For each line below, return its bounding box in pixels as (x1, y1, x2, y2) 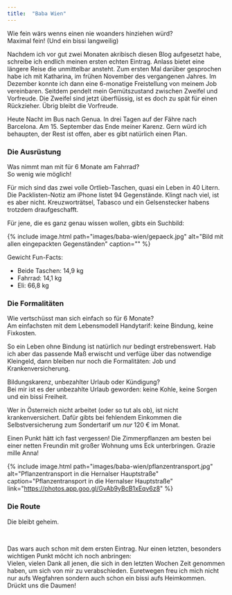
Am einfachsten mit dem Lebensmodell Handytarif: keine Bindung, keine (7, 321, 213, 330)
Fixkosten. (7, 329, 37, 337)
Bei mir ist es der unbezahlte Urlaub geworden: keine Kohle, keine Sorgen (7, 385, 217, 393)
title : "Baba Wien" (7, 10, 67, 17)
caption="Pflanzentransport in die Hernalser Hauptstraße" (7, 477, 173, 486)
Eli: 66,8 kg (17, 281, 50, 290)
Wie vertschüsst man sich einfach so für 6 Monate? (7, 314, 154, 323)
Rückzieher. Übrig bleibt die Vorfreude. (7, 101, 119, 109)
